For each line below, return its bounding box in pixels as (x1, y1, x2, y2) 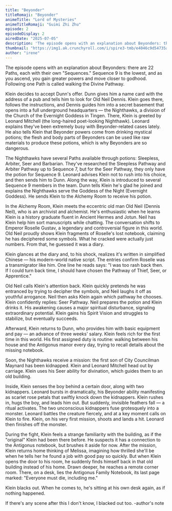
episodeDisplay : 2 (5, 31, 45, 36)
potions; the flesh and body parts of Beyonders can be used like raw (5, 134, 150, 140)
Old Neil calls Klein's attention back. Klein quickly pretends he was (5, 283, 146, 289)
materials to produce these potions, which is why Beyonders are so (5, 139, 147, 146)
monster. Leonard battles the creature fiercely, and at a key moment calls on (5, 410, 166, 416)
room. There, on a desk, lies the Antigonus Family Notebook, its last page (5, 469, 160, 475)
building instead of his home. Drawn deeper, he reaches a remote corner (5, 464, 159, 470)
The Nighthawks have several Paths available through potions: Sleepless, (5, 155, 160, 161)
